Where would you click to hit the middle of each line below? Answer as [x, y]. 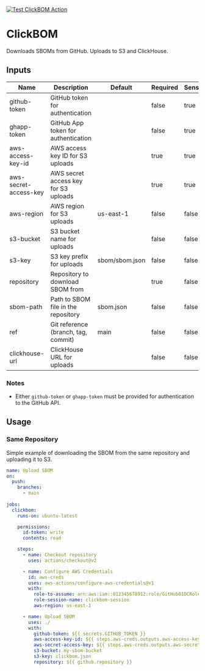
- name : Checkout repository [59, 555]
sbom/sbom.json [121, 260]
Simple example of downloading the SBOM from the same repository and [98, 452]
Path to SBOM [70, 299]
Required [165, 87]
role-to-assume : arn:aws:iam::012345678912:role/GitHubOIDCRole [117, 594]
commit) [62, 339]
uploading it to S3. [29, 459]
